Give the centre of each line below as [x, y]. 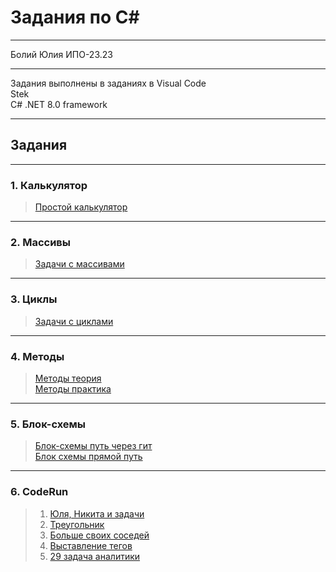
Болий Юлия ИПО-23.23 [61, 54]
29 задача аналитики [95, 556]
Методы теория [68, 378]
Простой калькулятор [81, 207]
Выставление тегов [91, 545]
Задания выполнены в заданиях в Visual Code [108, 83]
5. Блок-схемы [48, 424]
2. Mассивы [40, 242]
